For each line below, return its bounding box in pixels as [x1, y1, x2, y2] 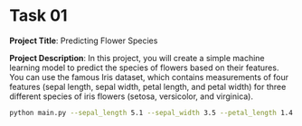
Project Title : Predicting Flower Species [9, 35, 158, 46]
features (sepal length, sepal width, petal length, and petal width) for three [9, 81, 287, 92]
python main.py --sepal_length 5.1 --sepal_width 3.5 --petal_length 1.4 [9, 108, 294, 117]
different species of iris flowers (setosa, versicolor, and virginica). [9, 91, 254, 102]
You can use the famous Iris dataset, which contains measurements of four [9, 71, 289, 82]
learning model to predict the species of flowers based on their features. [9, 62, 279, 73]
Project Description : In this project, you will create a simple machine [9, 52, 265, 63]
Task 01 [9, 5, 68, 26]
